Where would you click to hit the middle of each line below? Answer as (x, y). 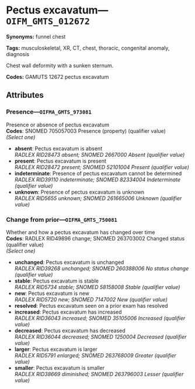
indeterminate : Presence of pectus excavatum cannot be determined (98, 173)
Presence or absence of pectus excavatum (58, 125)
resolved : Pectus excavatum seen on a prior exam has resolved (91, 305)
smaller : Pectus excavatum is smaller (60, 368)
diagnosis (18, 54)
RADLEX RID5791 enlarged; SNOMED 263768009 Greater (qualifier (95, 355)
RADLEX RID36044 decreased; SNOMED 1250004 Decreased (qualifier (100, 336)
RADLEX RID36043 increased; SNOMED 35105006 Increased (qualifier (100, 318)
